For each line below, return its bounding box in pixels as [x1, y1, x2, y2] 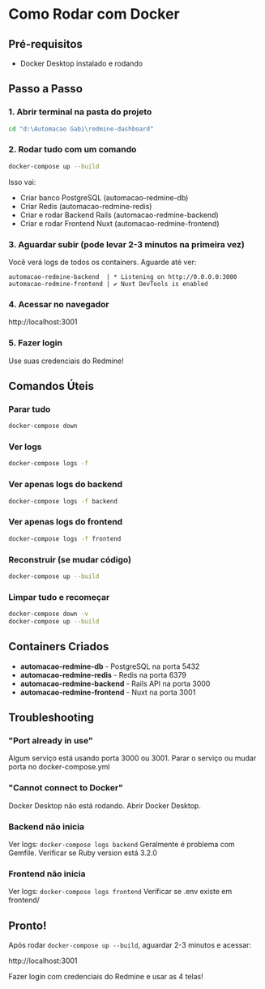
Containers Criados [8, 640, 109, 653]
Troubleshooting [8, 711, 95, 725]
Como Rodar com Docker [8, 5, 180, 24]
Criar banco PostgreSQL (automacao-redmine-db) [19, 192, 189, 203]
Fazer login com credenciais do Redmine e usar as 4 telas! [8, 972, 204, 982]
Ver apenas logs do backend [8, 479, 123, 490]
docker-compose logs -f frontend [8, 534, 122, 543]
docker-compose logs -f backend [8, 497, 118, 505]
